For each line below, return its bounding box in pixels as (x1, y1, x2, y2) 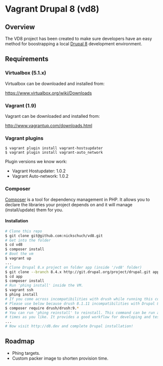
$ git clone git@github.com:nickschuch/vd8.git (5, 233, 103, 238)
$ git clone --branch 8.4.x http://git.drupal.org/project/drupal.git (5, 269, 151, 274)
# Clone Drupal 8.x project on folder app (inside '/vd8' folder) (5, 265, 142, 270)
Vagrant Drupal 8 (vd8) (5, 3, 99, 15)
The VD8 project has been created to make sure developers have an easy (5, 36, 152, 41)
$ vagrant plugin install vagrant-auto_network (5, 150, 103, 155)
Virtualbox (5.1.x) (5, 70, 47, 76)
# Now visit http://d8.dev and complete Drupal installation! (5, 324, 133, 329)
